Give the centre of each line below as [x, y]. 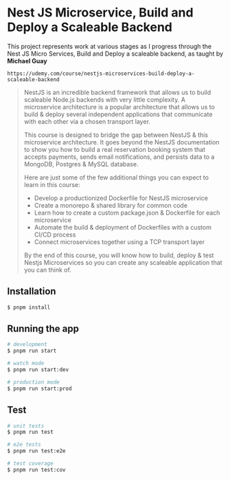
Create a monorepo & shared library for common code [111, 205]
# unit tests [26, 426]
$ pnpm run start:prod [39, 389]
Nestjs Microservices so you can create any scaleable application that [123, 262]
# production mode [33, 382]
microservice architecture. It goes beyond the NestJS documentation [122, 142]
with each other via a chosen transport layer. [87, 121]
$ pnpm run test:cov [37, 470]
